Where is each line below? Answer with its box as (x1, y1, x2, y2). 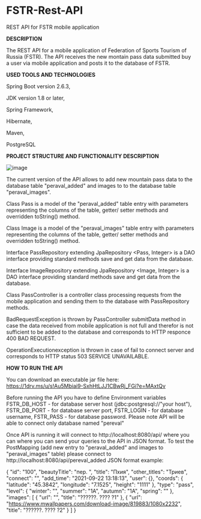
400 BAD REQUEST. (6, 334, 56, 342)
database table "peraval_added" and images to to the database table (6, 182, 176, 189)
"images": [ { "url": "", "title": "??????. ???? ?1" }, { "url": (6, 493, 142, 501)
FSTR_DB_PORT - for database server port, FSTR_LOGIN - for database (6, 406, 184, 414)
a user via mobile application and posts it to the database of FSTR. (6, 59, 170, 67)
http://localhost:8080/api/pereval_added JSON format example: (6, 457, 164, 464)
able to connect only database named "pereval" (6, 419, 125, 427)
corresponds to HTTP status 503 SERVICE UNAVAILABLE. (6, 352, 149, 360)
